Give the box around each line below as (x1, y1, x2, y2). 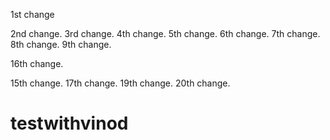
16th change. (10, 58, 64, 69)
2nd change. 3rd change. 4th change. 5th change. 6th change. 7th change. (10, 28, 321, 39)
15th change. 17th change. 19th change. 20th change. (10, 77, 231, 89)
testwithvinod (10, 112, 129, 135)
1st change (10, 9, 55, 20)
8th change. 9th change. (10, 39, 112, 50)
